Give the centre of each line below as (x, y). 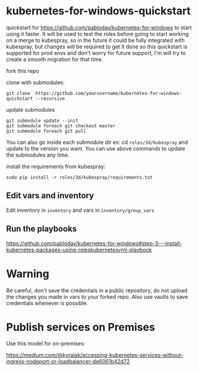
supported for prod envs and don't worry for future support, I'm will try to (96, 53)
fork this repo (23, 70)
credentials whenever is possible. (47, 303)
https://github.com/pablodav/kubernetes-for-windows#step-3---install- (94, 243)
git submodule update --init (42, 121)
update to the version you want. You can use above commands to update (96, 148)
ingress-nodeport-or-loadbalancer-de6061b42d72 (68, 361)
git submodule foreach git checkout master (61, 126)
